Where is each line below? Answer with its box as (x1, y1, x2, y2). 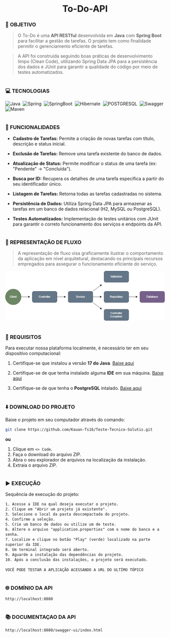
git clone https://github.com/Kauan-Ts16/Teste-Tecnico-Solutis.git (5, 427, 153, 432)
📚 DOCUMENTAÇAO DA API (5, 614, 76, 621)
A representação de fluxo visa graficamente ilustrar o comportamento (17, 250, 163, 256)
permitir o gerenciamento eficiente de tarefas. (17, 43, 114, 50)
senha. (5, 532, 19, 537)
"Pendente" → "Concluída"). (12, 165, 72, 172)
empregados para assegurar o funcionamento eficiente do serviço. (17, 261, 158, 267)
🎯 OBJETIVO (5, 21, 36, 28)
